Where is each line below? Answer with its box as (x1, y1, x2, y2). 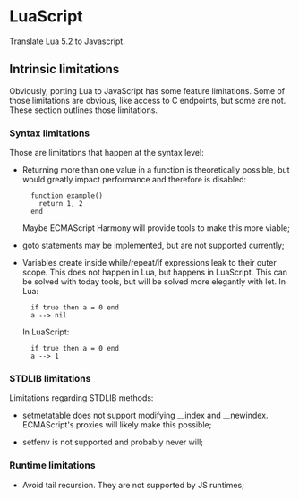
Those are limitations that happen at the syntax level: (9, 148, 204, 158)
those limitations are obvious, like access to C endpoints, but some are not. (9, 95, 286, 106)
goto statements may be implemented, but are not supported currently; (21, 240, 285, 251)
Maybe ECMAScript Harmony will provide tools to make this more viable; (21, 223, 291, 233)
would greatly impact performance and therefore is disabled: (21, 174, 247, 185)
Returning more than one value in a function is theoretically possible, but (21, 165, 290, 175)
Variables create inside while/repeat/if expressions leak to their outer (21, 258, 277, 268)
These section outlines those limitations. (9, 105, 158, 115)
